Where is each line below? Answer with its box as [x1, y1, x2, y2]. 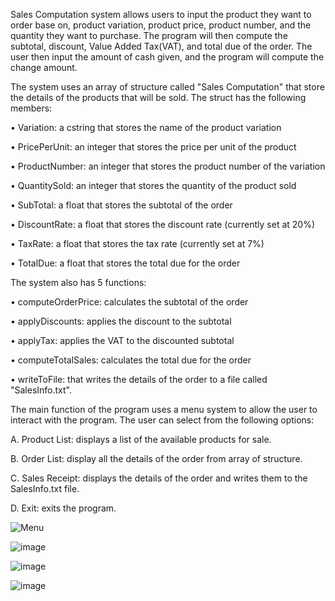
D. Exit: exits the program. [10, 502, 117, 514]
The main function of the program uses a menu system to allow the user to [10, 404, 318, 415]
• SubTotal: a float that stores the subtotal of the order [10, 199, 233, 211]
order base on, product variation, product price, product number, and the [10, 19, 312, 31]
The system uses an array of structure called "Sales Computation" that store [10, 81, 325, 93]
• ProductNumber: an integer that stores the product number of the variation [10, 160, 326, 172]
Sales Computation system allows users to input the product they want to [10, 9, 312, 20]
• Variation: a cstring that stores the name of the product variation [10, 122, 282, 133]
